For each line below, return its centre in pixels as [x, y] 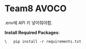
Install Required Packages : [32, 32]
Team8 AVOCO [36, 9]
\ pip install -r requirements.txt [43, 41]
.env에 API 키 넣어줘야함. [29, 23]
